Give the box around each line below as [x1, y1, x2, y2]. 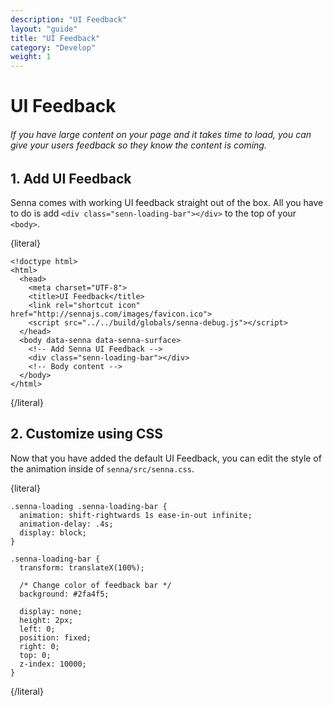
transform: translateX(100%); [19, 562, 145, 573]
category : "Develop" [10, 42, 97, 53]
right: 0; [19, 641, 60, 651]
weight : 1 [10, 52, 52, 62]
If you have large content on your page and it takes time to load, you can [10, 128, 312, 140]
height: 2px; [19, 615, 74, 625]
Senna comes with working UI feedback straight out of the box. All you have [10, 196, 324, 208]
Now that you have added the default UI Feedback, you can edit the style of [10, 452, 322, 464]
